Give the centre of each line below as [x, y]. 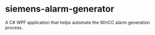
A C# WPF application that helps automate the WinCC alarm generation [78, 22]
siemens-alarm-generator [60, 9]
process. [14, 27]
